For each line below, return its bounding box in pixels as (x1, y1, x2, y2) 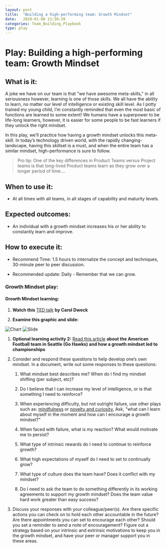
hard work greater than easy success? (19, 496, 98, 502)
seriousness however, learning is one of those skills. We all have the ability (5, 96, 158, 102)
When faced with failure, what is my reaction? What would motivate (19, 426, 158, 432)
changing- (121, 137, 143, 143)
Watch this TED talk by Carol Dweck (12, 307, 88, 313)
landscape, (5, 143, 28, 149)
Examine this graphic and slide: (12, 316, 79, 322)
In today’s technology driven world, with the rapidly (15, 137, 120, 143)
